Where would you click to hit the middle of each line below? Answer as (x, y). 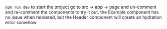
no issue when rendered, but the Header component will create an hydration (83, 17)
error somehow (21, 22)
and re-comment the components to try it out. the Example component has (82, 12)
